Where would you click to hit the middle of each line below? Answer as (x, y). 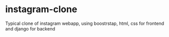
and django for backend (30, 28)
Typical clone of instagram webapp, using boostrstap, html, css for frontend (85, 23)
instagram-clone (41, 9)
